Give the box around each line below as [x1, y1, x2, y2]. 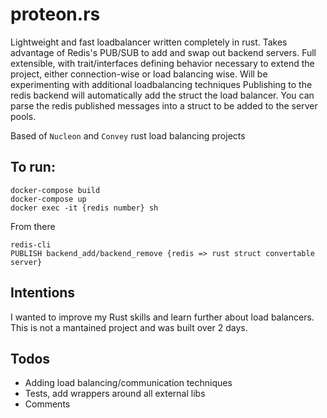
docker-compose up [10, 194, 87, 204]
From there [10, 220, 56, 232]
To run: [10, 159, 56, 176]
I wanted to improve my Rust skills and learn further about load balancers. [10, 311, 315, 323]
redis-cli [10, 239, 52, 250]
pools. [10, 110, 37, 122]
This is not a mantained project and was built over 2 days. [10, 321, 248, 333]
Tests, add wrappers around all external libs [24, 388, 206, 400]
